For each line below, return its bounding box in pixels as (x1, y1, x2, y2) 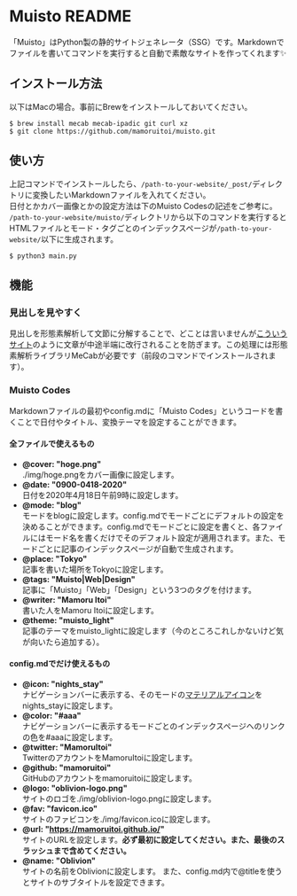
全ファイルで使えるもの (9, 439, 95, 449)
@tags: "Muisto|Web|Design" (21, 573, 136, 584)
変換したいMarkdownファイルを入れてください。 (32, 189, 211, 200)
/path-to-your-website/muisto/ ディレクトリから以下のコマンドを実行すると (9, 211, 287, 222)
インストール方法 (9, 76, 103, 91)
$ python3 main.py (9, 251, 77, 261)
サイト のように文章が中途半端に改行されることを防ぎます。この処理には (9, 339, 273, 350)
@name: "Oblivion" (21, 855, 96, 866)
